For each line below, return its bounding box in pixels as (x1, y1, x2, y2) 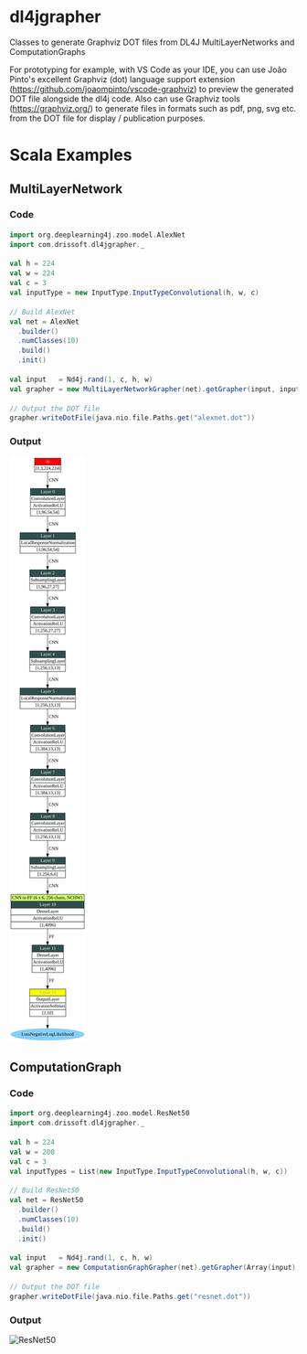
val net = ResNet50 (9, 1196, 84, 1205)
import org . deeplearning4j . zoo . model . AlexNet (9, 230, 185, 240)
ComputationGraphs (9, 46, 86, 57)
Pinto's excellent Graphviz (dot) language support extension (9, 73, 236, 84)
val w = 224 (9, 269, 55, 278)
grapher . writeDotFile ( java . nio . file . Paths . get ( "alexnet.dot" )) (9, 413, 256, 422)
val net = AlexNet (9, 317, 79, 326)
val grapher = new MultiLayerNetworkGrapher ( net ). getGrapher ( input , (9, 384, 276, 394)
